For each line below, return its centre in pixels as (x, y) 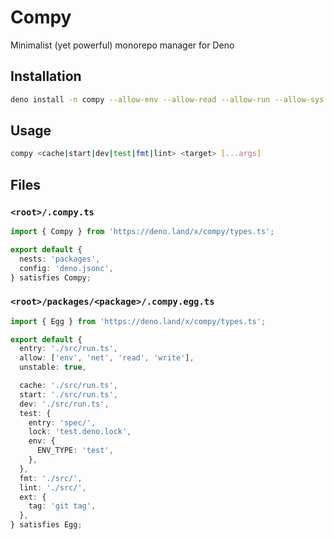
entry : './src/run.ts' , (68, 349)
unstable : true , (53, 367)
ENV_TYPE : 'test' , (75, 451)
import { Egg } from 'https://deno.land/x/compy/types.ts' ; (138, 321)
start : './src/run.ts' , (68, 394)
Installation (46, 76)
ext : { (33, 497)
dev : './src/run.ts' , (64, 404)
